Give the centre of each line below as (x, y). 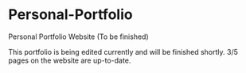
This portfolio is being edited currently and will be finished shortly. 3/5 (123, 52)
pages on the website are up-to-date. (70, 60)
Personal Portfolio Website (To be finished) (78, 36)
